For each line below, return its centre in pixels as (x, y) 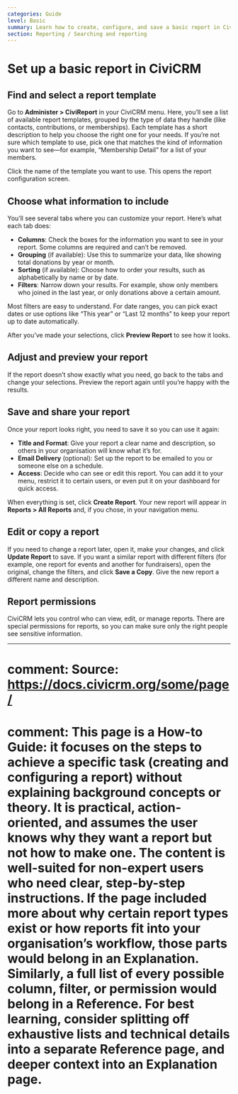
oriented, (35, 822)
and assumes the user (131, 822)
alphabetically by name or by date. (68, 277)
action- (160, 807)
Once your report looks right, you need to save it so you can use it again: (113, 429)
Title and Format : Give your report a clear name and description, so (117, 443)
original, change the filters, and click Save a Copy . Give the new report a (113, 572)
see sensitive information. (45, 634)
